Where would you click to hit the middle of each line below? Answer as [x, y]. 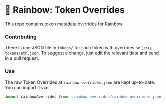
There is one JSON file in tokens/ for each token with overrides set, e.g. [79, 48]
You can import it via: [27, 87]
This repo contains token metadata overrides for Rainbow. [64, 24]
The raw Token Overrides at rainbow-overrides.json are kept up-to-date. [80, 82]
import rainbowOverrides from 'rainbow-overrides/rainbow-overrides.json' [84, 97]
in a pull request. [22, 58]
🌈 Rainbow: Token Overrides [65, 10]
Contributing [21, 37]
